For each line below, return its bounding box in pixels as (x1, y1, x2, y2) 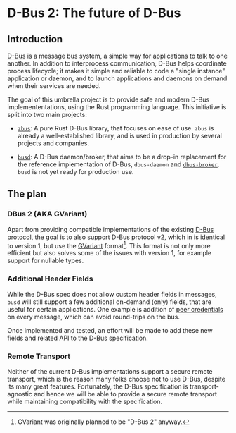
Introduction (7, 33, 63, 45)
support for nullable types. (7, 256, 84, 265)
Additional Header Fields (7, 274, 93, 283)
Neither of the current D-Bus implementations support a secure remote (7, 367, 213, 375)
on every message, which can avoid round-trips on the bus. (7, 312, 181, 321)
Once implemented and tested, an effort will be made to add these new (7, 326, 213, 334)
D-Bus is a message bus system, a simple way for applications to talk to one (7, 51, 228, 60)
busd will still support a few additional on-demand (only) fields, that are (7, 298, 212, 306)
